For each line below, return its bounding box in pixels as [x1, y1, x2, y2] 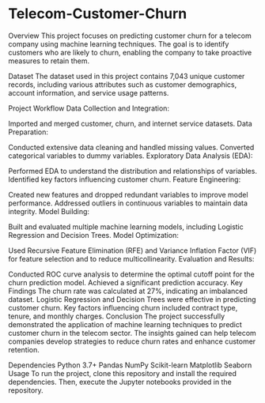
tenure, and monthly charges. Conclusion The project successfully [8, 311, 225, 321]
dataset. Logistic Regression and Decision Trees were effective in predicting [8, 294, 256, 304]
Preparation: [8, 127, 49, 137]
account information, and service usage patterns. [8, 88, 169, 97]
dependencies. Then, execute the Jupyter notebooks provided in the [8, 377, 232, 386]
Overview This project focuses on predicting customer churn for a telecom [8, 31, 252, 40]
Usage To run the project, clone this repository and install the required [8, 368, 237, 378]
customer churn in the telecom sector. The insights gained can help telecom [8, 328, 257, 337]
